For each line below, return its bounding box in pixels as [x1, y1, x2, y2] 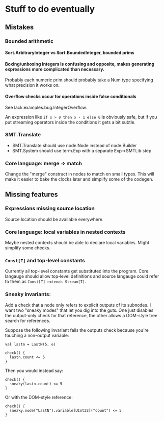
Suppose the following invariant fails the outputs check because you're [5, 327, 149, 333]
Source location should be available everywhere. [5, 216, 104, 222]
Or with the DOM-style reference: [5, 394, 73, 400]
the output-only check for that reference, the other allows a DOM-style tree [5, 312, 158, 318]
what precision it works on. [5, 82, 60, 88]
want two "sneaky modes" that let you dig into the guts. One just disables [5, 307, 154, 313]
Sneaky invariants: [5, 291, 51, 298]
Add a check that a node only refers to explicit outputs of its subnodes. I [5, 302, 151, 308]
